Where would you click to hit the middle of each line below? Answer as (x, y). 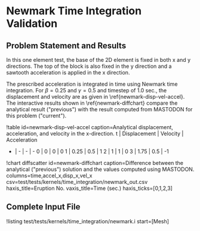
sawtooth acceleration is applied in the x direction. (68, 72)
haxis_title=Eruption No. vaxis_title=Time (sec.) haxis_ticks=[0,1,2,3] (90, 188)
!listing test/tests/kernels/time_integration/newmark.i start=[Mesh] (87, 221)
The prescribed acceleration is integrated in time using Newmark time (92, 84)
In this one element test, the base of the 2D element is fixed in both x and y (99, 60)
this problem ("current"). (36, 115)
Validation (32, 24)
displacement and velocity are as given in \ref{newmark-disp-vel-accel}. (96, 97)
